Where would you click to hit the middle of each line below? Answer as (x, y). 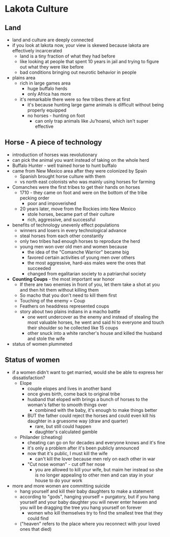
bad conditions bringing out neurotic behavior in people (78, 72)
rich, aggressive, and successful (61, 219)
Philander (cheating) (41, 437)
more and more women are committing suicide (61, 486)
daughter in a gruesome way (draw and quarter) (78, 421)
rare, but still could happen (63, 426)
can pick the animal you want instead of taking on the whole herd (81, 160)
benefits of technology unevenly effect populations (66, 225)
